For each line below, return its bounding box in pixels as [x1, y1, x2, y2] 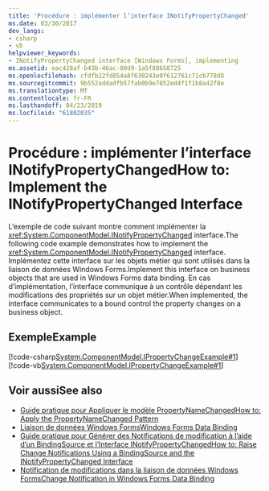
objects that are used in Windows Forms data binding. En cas [8, 273, 211, 283]
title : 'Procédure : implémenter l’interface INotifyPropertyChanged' [8, 11, 250, 20]
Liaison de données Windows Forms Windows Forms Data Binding [19, 422, 238, 431]
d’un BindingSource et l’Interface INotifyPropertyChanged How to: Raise [19, 439, 257, 449]
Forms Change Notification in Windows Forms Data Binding [19, 473, 215, 483]
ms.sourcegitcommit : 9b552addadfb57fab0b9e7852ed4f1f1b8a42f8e [8, 79, 225, 87]
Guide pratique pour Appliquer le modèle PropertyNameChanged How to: [19, 405, 261, 415]
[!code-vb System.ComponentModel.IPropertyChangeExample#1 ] [8, 360, 224, 370]
